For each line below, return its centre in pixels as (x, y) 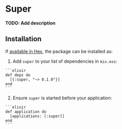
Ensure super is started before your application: (62, 98)
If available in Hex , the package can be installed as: (59, 51)
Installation (23, 39)
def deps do (18, 75)
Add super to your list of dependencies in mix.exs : (65, 61)
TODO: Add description (30, 23)
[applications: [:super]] (37, 116)
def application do (26, 112)
